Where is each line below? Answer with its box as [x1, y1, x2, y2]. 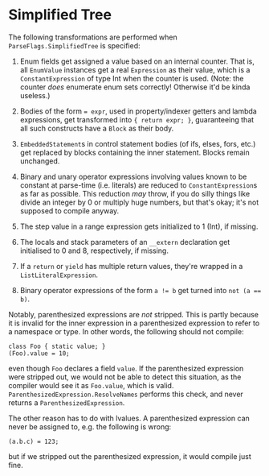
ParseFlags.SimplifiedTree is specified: [8, 40, 141, 50]
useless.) [19, 90, 51, 100]
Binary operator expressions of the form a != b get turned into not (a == [19, 285, 262, 295]
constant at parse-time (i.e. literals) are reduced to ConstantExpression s [19, 180, 258, 190]
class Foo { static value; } [8, 342, 106, 350]
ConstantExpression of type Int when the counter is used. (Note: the [19, 73, 244, 83]
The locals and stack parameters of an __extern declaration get [19, 237, 230, 246]
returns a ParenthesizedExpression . [8, 397, 125, 408]
